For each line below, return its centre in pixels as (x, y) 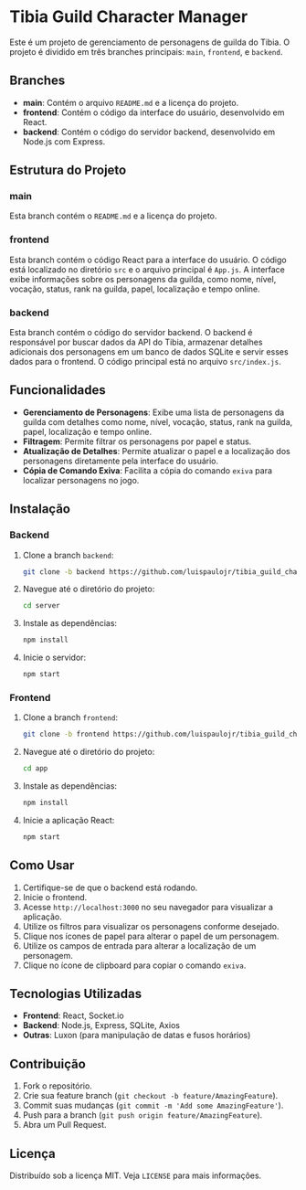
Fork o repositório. (58, 1086)
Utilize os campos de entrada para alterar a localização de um (139, 946)
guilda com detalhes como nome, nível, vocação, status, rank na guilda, (158, 421)
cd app (35, 769)
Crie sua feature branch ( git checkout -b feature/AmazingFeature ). (150, 1096)
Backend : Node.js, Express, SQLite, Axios (101, 1025)
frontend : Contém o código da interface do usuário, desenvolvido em (153, 112)
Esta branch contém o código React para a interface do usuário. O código (148, 260)
